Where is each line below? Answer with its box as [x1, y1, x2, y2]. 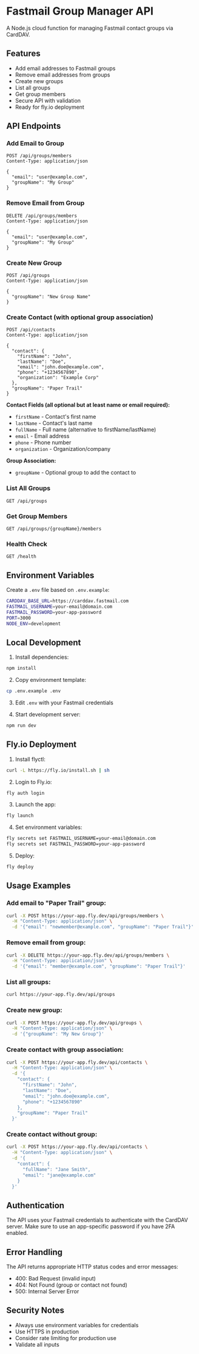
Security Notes [6, 1305, 65, 1316]
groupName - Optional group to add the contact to [15, 469, 137, 476]
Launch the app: [15, 801, 56, 808]
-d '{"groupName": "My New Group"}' [12, 1031, 104, 1037]
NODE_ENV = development [6, 620, 61, 627]
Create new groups [15, 77, 64, 84]
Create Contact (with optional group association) [6, 313, 153, 321]
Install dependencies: [15, 653, 69, 661]
